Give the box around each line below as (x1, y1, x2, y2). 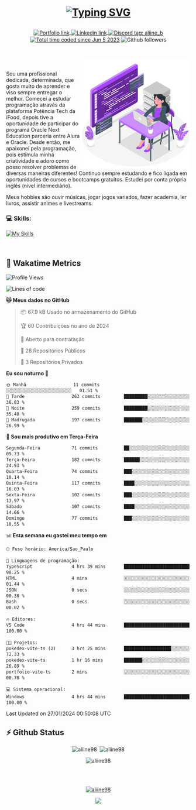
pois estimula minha (6, 151, 54, 158)
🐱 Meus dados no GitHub (6, 296, 70, 304)
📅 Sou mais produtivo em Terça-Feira (6, 433, 98, 440)
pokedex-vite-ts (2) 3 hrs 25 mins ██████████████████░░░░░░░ (6, 646, 190, 651)
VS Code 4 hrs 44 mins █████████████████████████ (6, 622, 190, 628)
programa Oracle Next (6, 126, 60, 133)
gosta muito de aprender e (6, 83, 70, 90)
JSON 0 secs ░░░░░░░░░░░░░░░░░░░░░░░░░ (6, 587, 190, 593)
